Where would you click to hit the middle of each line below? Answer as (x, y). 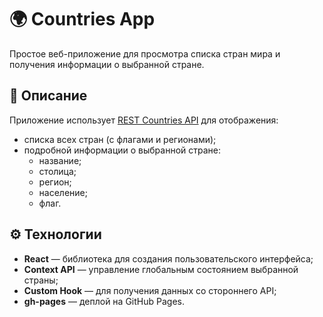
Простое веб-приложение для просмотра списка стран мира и (145, 53)
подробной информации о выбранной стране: (122, 150)
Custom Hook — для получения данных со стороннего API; (150, 290)
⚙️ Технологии (55, 234)
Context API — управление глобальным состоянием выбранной (161, 269)
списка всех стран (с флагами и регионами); (120, 139)
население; (63, 192)
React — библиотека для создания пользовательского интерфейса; (168, 258)
